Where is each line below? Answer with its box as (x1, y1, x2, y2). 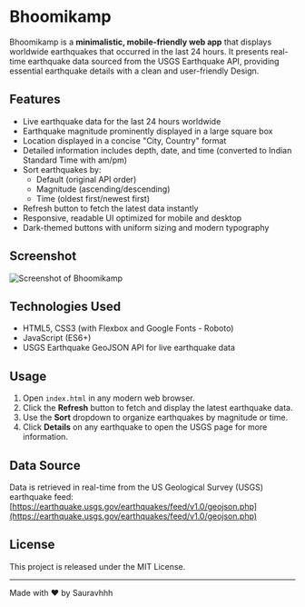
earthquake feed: (9, 492, 74, 502)
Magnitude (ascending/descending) (35, 184, 171, 194)
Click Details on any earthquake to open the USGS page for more (22, 422, 268, 433)
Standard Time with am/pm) (22, 154, 128, 165)
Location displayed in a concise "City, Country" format (22, 134, 227, 146)
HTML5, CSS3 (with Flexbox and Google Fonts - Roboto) (22, 323, 234, 333)
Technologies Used (9, 298, 121, 314)
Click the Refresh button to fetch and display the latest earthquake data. (22, 403, 293, 413)
